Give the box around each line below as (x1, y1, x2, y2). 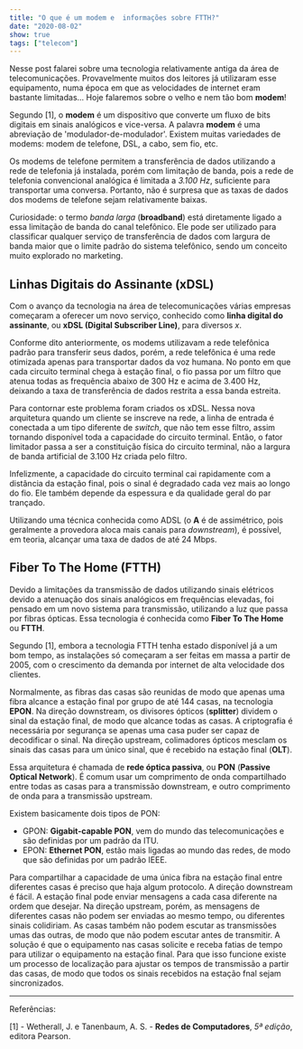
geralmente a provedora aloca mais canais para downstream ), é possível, (9, 524, 282, 535)
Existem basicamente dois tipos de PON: (9, 808, 161, 818)
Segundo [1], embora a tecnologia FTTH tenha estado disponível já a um (9, 639, 278, 651)
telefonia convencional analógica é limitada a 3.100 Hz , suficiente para (9, 175, 271, 186)
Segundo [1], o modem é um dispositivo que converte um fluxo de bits (9, 109, 271, 120)
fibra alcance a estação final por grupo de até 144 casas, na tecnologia (9, 695, 273, 706)
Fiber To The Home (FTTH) (9, 560, 162, 575)
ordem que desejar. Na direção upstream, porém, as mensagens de (9, 901, 260, 912)
